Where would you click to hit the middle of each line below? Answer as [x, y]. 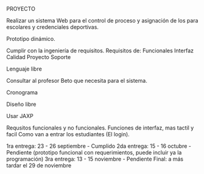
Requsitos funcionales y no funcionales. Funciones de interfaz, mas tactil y [100, 128]
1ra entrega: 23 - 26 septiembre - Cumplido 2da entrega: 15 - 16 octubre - [99, 146]
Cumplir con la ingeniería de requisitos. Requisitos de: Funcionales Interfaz [100, 50]
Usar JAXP [20, 116]
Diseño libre [21, 104]
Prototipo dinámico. [31, 39]
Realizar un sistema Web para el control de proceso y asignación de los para [102, 20]
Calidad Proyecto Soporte [39, 57]
